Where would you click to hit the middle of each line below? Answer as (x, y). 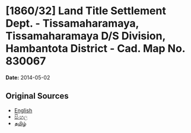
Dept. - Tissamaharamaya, (72, 23)
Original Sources (37, 96)
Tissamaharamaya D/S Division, (85, 36)
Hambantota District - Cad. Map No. (95, 49)
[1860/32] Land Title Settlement (86, 11)
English (23, 110)
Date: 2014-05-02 (28, 77)
